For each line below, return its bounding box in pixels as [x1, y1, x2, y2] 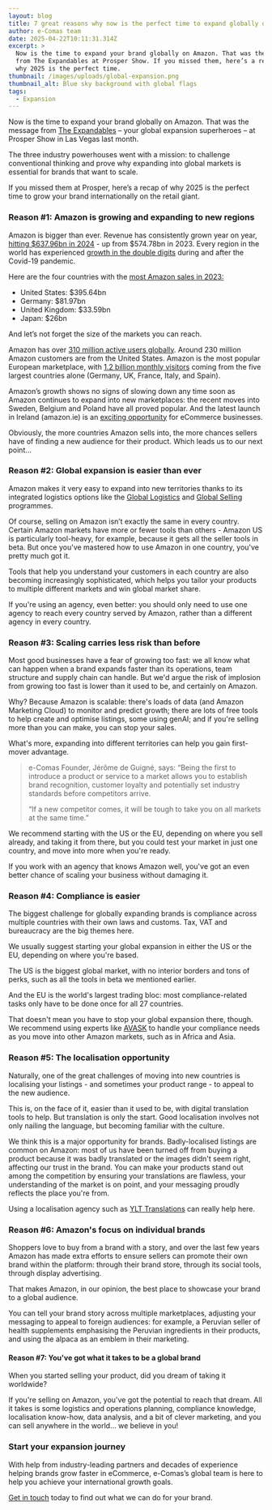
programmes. [8, 500, 53, 511]
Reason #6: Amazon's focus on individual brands [8, 1224, 206, 1235]
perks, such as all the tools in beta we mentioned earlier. [8, 974, 197, 985]
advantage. [31, 747, 70, 757]
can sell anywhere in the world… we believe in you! [8, 1421, 179, 1431]
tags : [8, 87, 27, 96]
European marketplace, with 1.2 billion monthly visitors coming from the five [8, 361, 261, 371]
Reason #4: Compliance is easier [8, 891, 141, 902]
